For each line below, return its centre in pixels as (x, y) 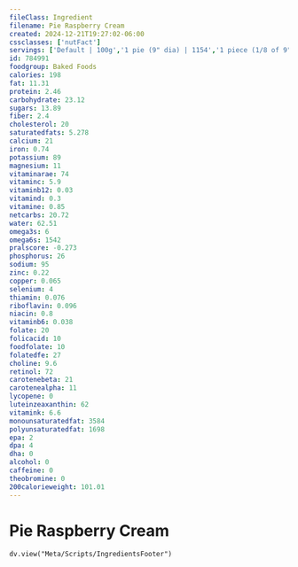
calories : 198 (35, 75)
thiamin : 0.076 (37, 298)
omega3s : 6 (29, 231)
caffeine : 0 (31, 470)
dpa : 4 (21, 446)
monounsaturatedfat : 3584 (57, 421)
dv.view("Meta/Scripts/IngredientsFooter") (91, 555)
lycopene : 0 (31, 396)
